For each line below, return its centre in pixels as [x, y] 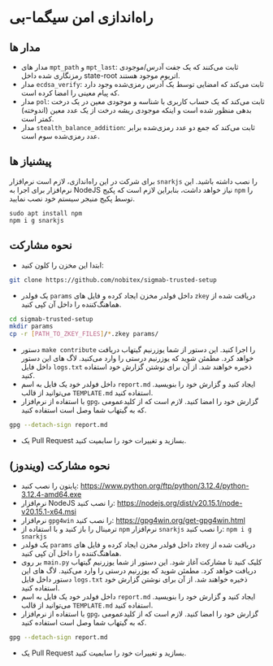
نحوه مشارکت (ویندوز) [60, 466]
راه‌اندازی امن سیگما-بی [81, 17]
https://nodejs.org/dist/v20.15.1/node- [180, 503]
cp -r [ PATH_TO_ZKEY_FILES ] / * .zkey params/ [84, 334]
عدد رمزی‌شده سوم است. [60, 136]
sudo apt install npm [46, 213]
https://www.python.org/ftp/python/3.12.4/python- [165, 485]
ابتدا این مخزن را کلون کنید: [62, 265]
